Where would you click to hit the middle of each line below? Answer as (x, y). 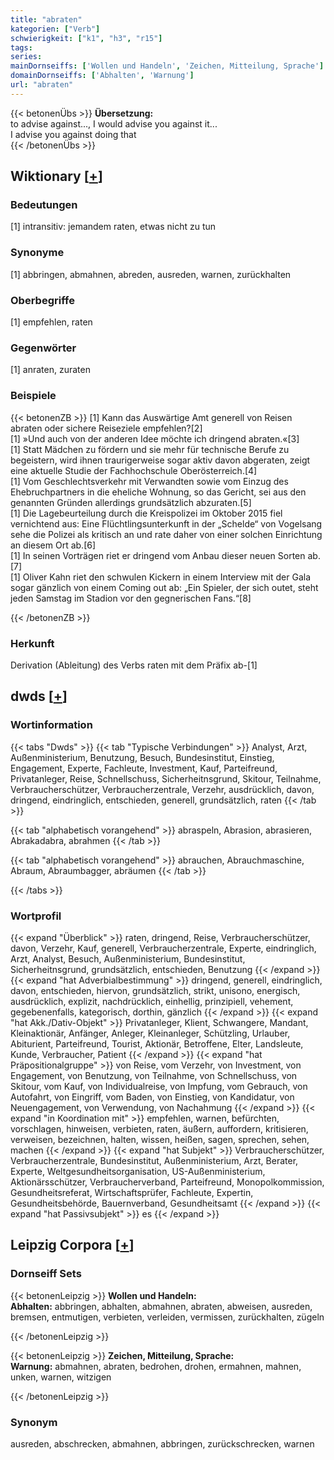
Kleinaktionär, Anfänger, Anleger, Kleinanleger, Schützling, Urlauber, (150, 1033)
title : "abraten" (46, 19)
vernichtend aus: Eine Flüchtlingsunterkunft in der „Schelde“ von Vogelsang (166, 523)
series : (26, 57)
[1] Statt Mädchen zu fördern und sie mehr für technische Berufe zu (150, 449)
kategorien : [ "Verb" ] (55, 29)
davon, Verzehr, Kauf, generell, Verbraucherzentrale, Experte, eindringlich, (163, 948)
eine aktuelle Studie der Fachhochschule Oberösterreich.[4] (134, 470)
